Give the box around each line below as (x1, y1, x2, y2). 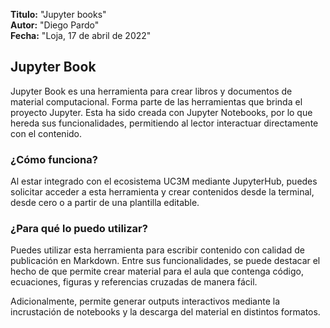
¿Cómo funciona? (10, 152, 98, 166)
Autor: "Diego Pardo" (10, 19, 100, 31)
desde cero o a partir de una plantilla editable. (10, 197, 200, 209)
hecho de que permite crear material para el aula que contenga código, (10, 265, 304, 278)
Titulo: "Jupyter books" (10, 9, 107, 20)
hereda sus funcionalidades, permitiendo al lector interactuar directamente (10, 117, 319, 129)
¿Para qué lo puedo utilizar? (10, 222, 148, 236)
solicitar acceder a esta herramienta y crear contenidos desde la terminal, (10, 186, 315, 198)
